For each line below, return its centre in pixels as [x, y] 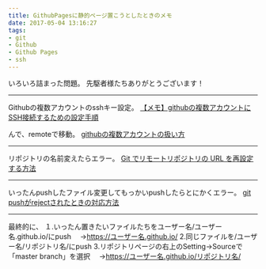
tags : [17, 30]
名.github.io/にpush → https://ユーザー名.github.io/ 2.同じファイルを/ [123, 236]
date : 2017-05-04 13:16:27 [53, 23]
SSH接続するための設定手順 [53, 117]
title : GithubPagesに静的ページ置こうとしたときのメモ [90, 15]
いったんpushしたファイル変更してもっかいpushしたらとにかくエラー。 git [130, 192]
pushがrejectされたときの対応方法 [64, 202]
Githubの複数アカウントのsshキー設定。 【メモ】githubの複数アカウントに [130, 107]
